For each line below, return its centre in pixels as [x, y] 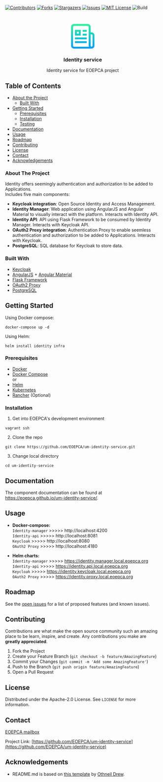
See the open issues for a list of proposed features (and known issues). [78, 604]
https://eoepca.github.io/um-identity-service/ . [52, 498]
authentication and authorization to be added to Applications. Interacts [84, 235]
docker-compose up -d [27, 327]
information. [17, 705]
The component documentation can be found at [54, 493]
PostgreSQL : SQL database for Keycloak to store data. [67, 246]
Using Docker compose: [30, 317]
